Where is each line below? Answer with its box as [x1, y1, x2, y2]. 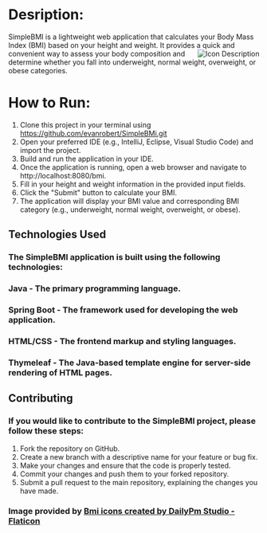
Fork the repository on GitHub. [19, 444, 120, 453]
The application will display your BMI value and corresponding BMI [19, 196, 239, 206]
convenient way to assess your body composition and [8, 49, 186, 58]
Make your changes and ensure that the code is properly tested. [19, 460, 231, 470]
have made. [19, 486, 59, 496]
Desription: [8, 6, 84, 24]
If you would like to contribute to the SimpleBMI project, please [8, 416, 257, 427]
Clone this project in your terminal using [19, 120, 151, 129]
